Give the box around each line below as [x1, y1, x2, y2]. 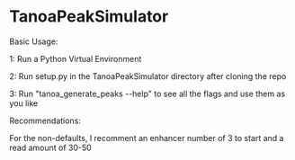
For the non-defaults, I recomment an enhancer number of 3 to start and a [9, 132, 284, 143]
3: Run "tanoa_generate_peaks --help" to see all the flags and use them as [9, 88, 286, 99]
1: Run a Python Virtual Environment [9, 53, 142, 64]
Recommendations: [9, 115, 81, 126]
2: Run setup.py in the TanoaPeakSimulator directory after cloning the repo [9, 70, 287, 82]
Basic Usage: [9, 36, 58, 47]
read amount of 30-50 [9, 142, 92, 153]
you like [9, 97, 39, 109]
